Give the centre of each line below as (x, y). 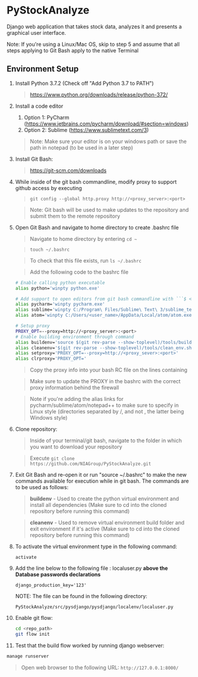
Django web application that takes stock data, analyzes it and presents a (94, 26)
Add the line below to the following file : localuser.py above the (91, 568)
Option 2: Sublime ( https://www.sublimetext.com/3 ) (86, 130)
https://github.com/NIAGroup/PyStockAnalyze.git (90, 464)
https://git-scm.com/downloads (68, 170)
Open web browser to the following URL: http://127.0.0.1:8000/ (100, 667)
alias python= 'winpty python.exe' (57, 288)
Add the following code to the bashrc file (79, 272)
